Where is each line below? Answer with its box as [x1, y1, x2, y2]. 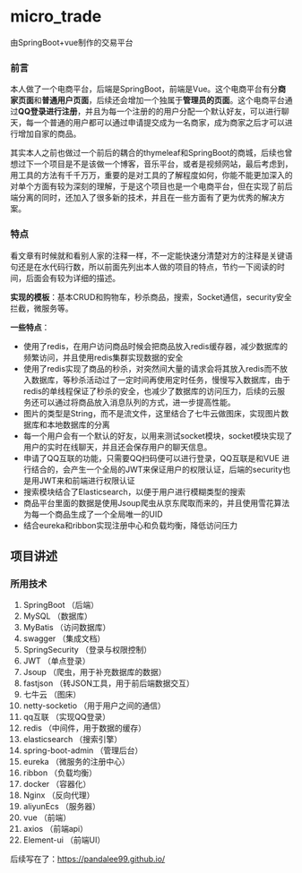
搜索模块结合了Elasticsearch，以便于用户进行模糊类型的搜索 [22, 486, 246, 497]
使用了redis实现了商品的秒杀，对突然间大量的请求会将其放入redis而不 [22, 363, 280, 373]
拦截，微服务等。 [10, 303, 73, 313]
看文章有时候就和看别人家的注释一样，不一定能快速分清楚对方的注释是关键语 [10, 250, 293, 261]
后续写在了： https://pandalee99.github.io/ [10, 853, 166, 865]
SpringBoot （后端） [22, 600, 99, 611]
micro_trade [10, 6, 102, 27]
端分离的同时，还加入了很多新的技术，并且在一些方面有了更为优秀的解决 [10, 193, 277, 203]
